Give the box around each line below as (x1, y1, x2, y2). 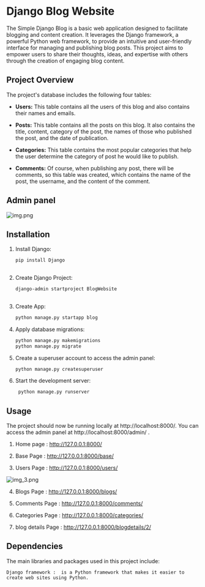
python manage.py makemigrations (15, 337, 101, 343)
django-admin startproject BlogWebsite (15, 286, 117, 292)
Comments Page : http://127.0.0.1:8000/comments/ (15, 500, 143, 507)
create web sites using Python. (6, 574, 89, 581)
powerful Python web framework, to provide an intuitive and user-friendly (6, 37, 192, 45)
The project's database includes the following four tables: (6, 91, 152, 99)
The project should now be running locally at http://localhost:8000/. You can (6, 422, 199, 430)
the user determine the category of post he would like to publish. (15, 152, 179, 160)
